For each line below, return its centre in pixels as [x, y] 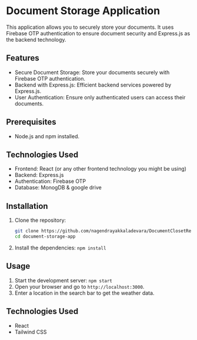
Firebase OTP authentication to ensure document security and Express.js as [98, 33]
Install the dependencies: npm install [60, 248]
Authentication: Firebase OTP [50, 181]
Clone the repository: [40, 220]
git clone [27, 231]
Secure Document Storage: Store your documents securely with [92, 72]
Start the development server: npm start [64, 280]
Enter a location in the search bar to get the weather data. [84, 293]
